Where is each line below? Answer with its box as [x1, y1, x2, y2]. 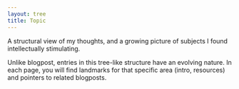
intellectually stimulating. [7, 44, 81, 53]
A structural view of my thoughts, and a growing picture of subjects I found [7, 36, 228, 45]
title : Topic [7, 17, 46, 24]
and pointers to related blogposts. [7, 73, 107, 82]
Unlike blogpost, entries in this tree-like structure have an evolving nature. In [7, 58, 232, 66]
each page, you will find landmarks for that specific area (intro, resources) [7, 66, 225, 74]
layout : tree [7, 10, 46, 18]
